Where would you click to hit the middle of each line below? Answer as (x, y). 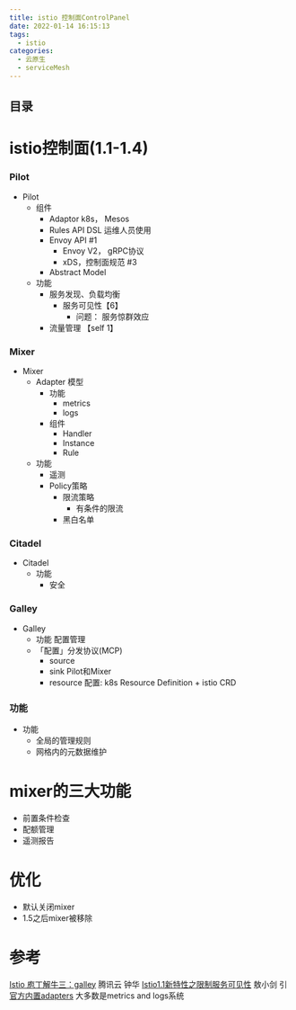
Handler (77, 433)
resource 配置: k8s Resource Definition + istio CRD (143, 682)
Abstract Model (78, 272)
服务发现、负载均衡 (85, 294)
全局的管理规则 (63, 740)
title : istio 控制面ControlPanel (70, 18)
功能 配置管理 (61, 639)
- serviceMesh (44, 68)
